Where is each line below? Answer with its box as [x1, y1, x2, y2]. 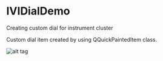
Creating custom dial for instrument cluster [6, 24, 113, 31]
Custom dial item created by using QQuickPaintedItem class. [6, 36, 158, 43]
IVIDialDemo [6, 4, 70, 18]
